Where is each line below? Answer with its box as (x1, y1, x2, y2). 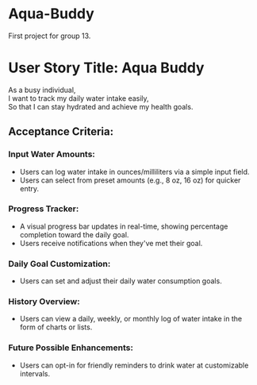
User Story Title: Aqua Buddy (8, 59, 205, 77)
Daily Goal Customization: (8, 258, 111, 269)
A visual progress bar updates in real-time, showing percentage (19, 221, 228, 231)
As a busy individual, (8, 85, 76, 94)
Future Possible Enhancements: (8, 342, 133, 353)
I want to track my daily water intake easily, (8, 93, 149, 103)
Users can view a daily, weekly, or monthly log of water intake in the (19, 314, 243, 324)
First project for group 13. (8, 31, 91, 40)
